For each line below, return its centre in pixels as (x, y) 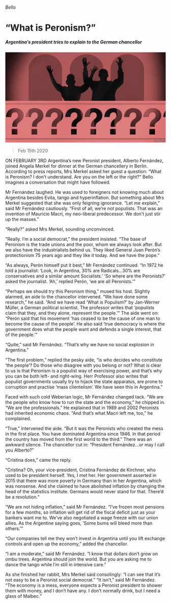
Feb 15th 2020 (33, 151)
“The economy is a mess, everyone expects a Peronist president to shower (84, 585)
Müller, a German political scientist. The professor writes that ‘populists (80, 308)
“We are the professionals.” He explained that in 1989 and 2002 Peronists (82, 408)
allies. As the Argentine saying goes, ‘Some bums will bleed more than (79, 523)
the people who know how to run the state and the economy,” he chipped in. (85, 402)
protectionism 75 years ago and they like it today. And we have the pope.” (82, 256)
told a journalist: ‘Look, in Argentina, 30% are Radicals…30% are (73, 271)
